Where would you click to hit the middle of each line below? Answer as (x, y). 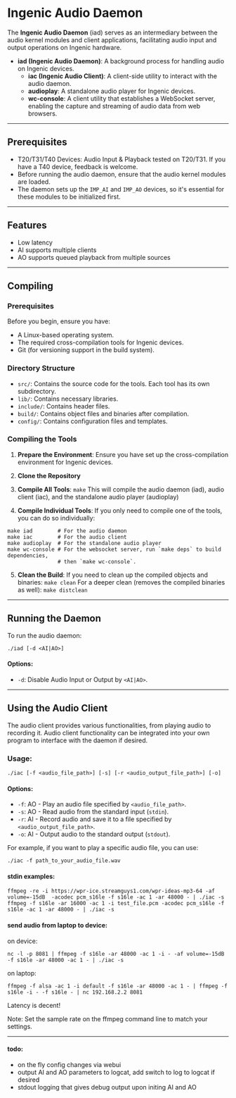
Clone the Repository (49, 475)
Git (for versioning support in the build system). (86, 350)
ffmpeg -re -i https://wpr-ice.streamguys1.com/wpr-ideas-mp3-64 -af (111, 891)
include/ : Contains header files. (64, 406)
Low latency (35, 242)
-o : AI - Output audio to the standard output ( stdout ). (94, 834)
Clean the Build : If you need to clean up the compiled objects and (113, 575)
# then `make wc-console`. (97, 561)
